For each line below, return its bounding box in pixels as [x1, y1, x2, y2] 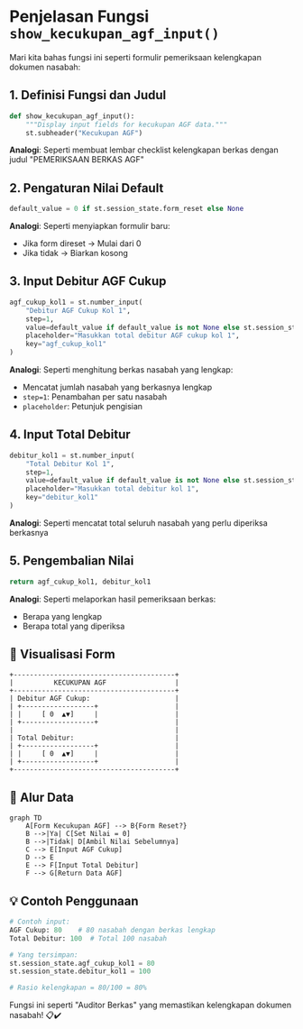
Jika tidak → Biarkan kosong [22, 248, 129, 259]
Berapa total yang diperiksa [22, 620, 125, 631]
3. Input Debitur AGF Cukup [9, 273, 167, 289]
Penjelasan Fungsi [9, 6, 150, 27]
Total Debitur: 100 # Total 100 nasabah [9, 933, 168, 943]
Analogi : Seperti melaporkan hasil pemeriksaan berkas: [9, 593, 216, 604]
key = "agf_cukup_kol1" [25, 340, 106, 349]
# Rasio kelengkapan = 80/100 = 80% [9, 983, 147, 993]
